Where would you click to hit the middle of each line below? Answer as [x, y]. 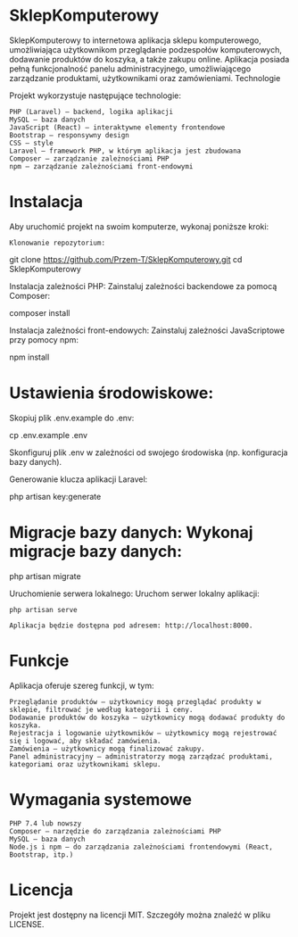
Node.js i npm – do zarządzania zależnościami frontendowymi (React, [141, 847]
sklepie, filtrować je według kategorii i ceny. [101, 709]
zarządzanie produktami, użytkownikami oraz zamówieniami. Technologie [145, 78]
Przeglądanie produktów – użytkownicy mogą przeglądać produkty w [135, 701]
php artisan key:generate [55, 496]
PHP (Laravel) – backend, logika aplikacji [91, 112]
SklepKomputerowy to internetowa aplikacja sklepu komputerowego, [135, 40]
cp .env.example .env [48, 435]
